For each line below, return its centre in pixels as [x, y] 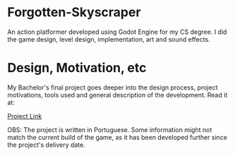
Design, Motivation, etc [77, 68]
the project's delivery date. [47, 145]
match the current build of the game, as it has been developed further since [117, 137]
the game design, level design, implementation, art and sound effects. [109, 39]
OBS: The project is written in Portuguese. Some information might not [110, 130]
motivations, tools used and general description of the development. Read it [117, 95]
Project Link [25, 116]
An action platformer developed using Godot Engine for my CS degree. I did [117, 32]
